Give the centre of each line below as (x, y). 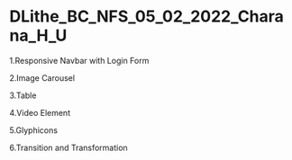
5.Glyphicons (34, 130)
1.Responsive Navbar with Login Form (79, 60)
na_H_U (38, 36)
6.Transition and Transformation (68, 147)
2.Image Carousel (42, 77)
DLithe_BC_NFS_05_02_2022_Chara (146, 17)
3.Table (23, 95)
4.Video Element (40, 112)
